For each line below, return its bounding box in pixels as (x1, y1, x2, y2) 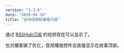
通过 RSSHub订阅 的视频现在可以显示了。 (5, 32, 93, 38)
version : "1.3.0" (5, 7, 42, 13)
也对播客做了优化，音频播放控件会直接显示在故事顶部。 (5, 42, 121, 48)
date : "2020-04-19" (5, 12, 47, 17)
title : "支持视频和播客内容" (5, 17, 60, 22)
